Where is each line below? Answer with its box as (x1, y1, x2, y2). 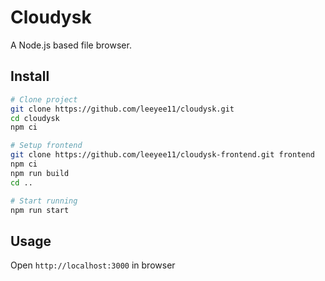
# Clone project (10, 94, 78, 105)
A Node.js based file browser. (10, 39, 132, 51)
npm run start (10, 205, 70, 215)
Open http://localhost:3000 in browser (10, 259, 176, 271)
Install (10, 68, 50, 85)
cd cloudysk (10, 113, 60, 123)
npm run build (10, 168, 70, 178)
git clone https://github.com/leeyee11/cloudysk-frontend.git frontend (10, 150, 315, 160)
